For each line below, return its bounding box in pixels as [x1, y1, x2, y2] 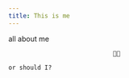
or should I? [8, 64, 52, 72]
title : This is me [8, 11, 70, 20]
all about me [8, 34, 50, 43]
